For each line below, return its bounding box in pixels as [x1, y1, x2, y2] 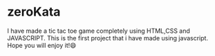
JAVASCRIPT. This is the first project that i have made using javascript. [7, 33, 209, 42]
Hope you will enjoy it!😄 [7, 41, 77, 49]
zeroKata [7, 4, 61, 20]
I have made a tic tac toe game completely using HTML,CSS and [7, 27, 190, 35]
